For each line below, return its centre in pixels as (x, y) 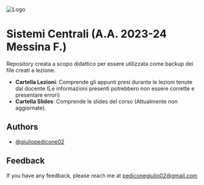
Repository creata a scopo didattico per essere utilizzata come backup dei (100, 63)
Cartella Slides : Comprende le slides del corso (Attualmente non (97, 101)
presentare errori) (38, 95)
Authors (22, 127)
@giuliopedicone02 (40, 141)
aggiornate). (31, 108)
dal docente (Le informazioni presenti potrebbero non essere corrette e (105, 88)
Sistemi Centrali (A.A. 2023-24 (86, 34)
